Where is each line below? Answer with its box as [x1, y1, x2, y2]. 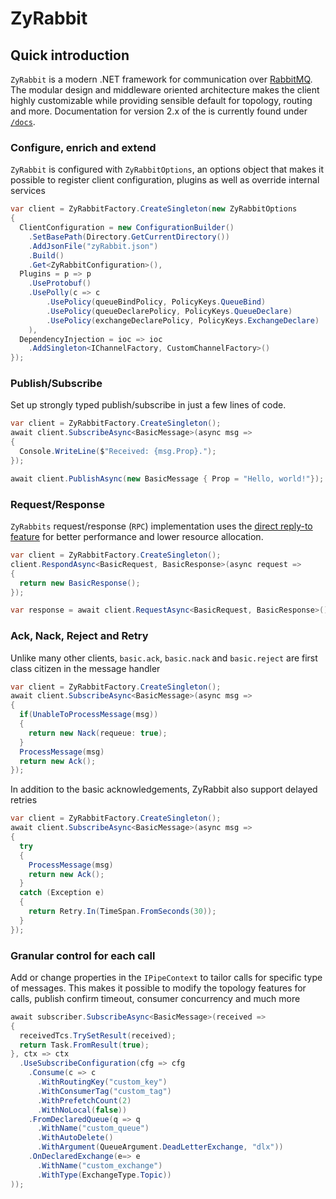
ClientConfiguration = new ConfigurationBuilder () [19, 223, 235, 233]
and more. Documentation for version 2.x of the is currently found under [10, 105, 308, 117]
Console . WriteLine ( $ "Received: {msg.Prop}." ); [19, 447, 217, 457]
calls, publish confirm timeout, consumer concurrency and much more [10, 992, 301, 1004]
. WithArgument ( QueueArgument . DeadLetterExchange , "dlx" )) [36, 1142, 284, 1152]
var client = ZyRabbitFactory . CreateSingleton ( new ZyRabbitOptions [10, 204, 298, 214]
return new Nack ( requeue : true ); [28, 728, 168, 738]
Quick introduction [10, 47, 130, 64]
